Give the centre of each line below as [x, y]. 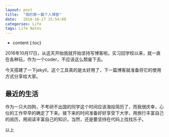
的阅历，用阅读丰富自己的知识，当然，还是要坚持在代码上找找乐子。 [76, 119]
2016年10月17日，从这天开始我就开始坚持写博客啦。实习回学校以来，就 [78, 53]
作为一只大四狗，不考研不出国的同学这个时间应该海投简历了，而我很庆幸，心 [84, 106]
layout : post [19, 10]
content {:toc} [27, 43]
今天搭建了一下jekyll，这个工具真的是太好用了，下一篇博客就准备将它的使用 [83, 70]
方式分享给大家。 [23, 76]
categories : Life [23, 24]
